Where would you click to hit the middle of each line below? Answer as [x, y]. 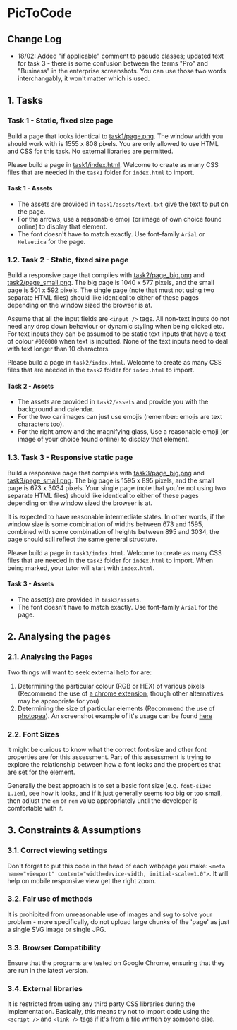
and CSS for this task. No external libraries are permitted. [90, 151]
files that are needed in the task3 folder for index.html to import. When [110, 560]
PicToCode [39, 13]
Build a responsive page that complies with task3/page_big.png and [106, 473]
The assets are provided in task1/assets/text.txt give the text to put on [123, 204]
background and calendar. [56, 409]
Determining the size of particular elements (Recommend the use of [116, 708]
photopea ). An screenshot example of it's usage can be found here [115, 716]
